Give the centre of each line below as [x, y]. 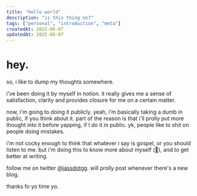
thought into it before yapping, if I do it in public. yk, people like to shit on [98, 125]
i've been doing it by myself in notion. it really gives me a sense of [89, 94]
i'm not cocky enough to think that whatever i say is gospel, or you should [99, 143]
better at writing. [27, 156]
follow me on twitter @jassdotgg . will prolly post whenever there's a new [97, 168]
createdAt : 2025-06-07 [35, 29]
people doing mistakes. [36, 131]
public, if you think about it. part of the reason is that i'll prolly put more [95, 118]
